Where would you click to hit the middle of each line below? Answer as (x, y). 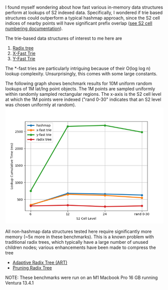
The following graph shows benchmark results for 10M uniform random (78, 83)
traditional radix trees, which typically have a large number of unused (77, 242)
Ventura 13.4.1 (20, 283)
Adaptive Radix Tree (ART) (40, 262)
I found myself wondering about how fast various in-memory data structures (84, 7)
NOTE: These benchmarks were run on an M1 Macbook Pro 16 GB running (81, 277)
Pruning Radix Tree (32, 268)
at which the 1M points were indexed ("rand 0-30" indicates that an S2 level (83, 99)
